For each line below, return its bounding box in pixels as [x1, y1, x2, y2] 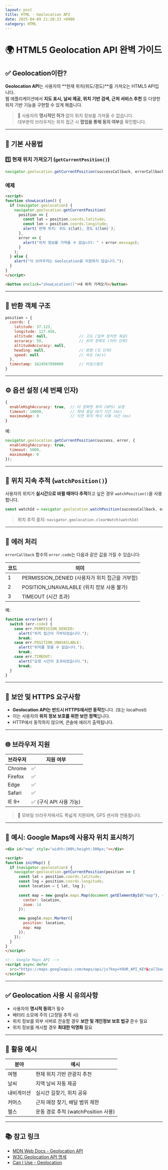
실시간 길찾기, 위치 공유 [35, 1089, 87, 1096]
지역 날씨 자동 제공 [35, 1080, 77, 1087]
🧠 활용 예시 [5, 1045, 37, 1053]
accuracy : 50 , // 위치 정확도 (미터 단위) [14, 338, 128, 343]
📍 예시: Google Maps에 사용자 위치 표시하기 [5, 833, 134, 842]
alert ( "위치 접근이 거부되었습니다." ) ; [18, 631, 89, 636]
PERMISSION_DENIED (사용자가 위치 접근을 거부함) [21, 574, 138, 581]
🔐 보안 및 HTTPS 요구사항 [5, 692, 80, 701]
